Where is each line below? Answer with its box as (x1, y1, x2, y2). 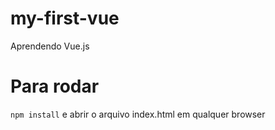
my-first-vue (10, 7, 120, 30)
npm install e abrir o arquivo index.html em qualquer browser (10, 108, 266, 120)
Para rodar (10, 75, 100, 98)
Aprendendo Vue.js (10, 40, 90, 52)
